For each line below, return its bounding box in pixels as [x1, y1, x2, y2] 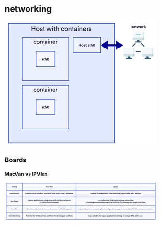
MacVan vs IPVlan [4, 171, 48, 177]
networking [4, 3, 52, 15]
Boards [4, 156, 27, 164]
